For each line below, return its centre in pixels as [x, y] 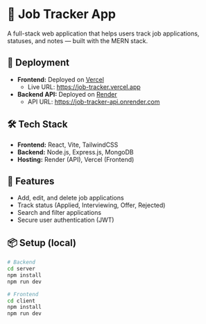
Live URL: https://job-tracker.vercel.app [84, 87]
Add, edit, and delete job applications [70, 198]
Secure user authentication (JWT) [66, 220]
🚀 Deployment [38, 63]
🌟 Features [31, 181]
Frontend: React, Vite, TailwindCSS [68, 145]
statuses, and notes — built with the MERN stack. [77, 40]
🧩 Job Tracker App [62, 14]
